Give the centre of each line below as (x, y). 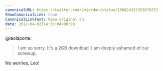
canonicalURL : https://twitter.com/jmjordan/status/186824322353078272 (81, 10)
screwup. (27, 53)
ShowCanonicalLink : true (31, 15)
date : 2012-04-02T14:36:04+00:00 (40, 24)
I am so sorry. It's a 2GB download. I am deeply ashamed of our (83, 48)
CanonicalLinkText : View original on (45, 19)
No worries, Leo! (22, 63)
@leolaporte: (18, 38)
